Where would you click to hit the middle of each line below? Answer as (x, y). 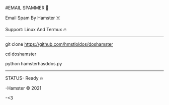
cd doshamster (21, 54)
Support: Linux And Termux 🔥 (36, 29)
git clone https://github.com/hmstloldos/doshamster (59, 44)
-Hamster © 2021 (23, 88)
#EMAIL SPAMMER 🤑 (27, 8)
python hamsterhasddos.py (34, 64)
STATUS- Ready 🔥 (24, 78)
